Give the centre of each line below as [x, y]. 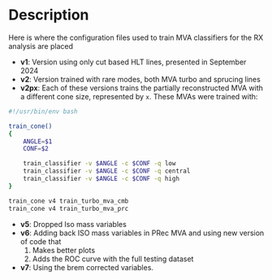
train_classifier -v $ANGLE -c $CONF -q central [107, 171]
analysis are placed [41, 46]
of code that [41, 241]
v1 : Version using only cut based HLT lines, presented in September [133, 62]
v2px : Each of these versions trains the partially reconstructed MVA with [142, 88]
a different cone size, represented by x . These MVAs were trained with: [139, 96]
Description [49, 15]
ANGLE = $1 [38, 141]
